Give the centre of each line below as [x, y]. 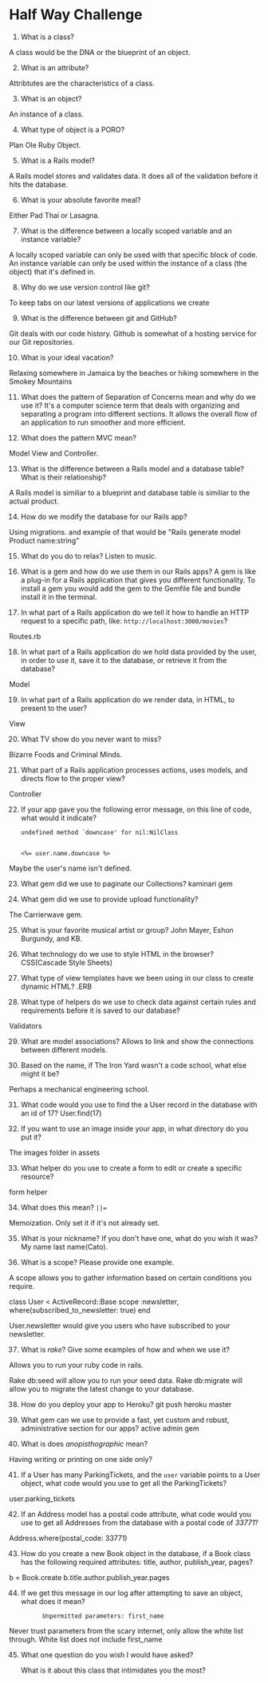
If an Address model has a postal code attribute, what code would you [136, 1514]
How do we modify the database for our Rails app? [104, 516]
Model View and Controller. [54, 453]
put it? [31, 1137]
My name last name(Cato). [64, 1246]
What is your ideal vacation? [67, 358]
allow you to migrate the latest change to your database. [102, 1389]
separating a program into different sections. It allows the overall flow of [139, 413]
